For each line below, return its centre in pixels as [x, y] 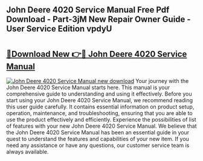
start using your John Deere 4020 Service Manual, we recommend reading [100, 100]
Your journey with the [162, 81]
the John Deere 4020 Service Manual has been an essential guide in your [98, 132]
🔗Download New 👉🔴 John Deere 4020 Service [97, 54]
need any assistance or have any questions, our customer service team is [98, 145]
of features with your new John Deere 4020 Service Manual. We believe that [101, 126]
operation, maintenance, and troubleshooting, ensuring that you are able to [100, 113]
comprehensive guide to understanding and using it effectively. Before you [99, 94]
